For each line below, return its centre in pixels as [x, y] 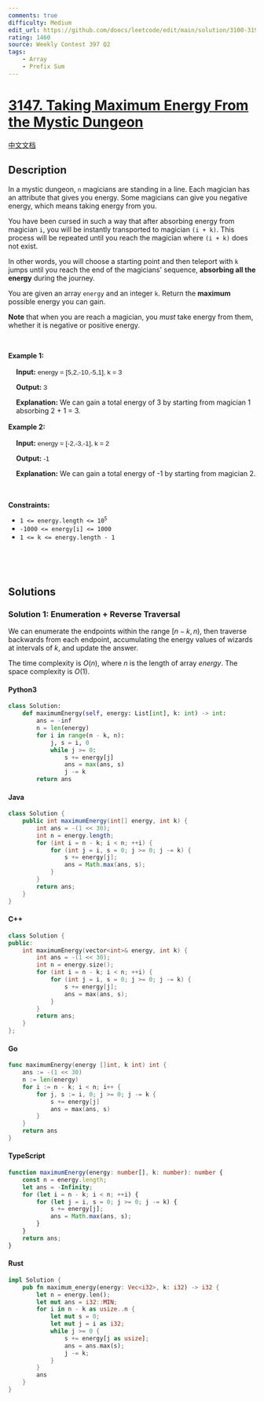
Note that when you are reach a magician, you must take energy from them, [131, 317]
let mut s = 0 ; [75, 1317]
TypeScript [27, 1156]
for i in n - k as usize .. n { [86, 1309]
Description [37, 170]
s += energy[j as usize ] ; [106, 1338]
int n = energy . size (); [75, 965]
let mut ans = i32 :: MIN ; [77, 1302]
